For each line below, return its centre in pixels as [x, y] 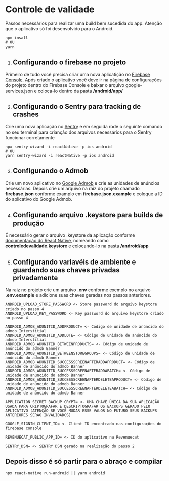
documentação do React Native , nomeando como [57, 241]
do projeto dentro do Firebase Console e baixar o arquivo [65, 85]
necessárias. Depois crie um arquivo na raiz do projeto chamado [73, 189]
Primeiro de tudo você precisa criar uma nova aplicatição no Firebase [78, 74]
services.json [19, 91]
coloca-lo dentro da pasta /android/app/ [80, 91]
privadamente [35, 277]
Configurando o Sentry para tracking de [77, 106]
